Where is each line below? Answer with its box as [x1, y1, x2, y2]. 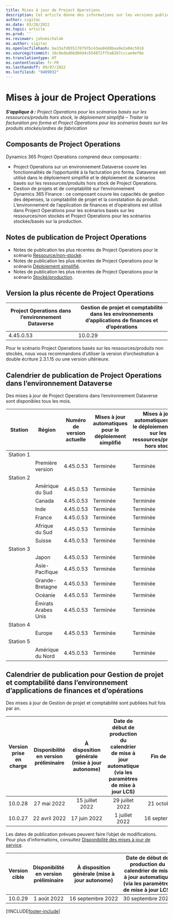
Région [38, 426, 56, 434]
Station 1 [8, 451, 30, 458]
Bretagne [35, 584, 57, 591]
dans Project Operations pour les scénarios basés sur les [13, 207, 134, 213]
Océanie [35, 592, 55, 599]
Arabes [35, 607, 53, 614]
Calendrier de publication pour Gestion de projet [6, 670, 164, 679]
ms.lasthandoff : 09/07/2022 [6, 65, 66, 70]
